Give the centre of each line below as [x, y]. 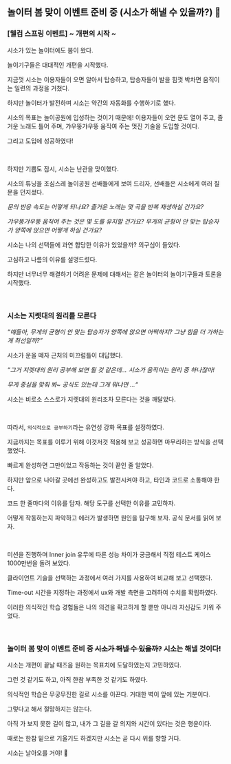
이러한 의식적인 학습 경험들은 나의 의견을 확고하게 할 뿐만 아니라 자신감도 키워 [111, 607]
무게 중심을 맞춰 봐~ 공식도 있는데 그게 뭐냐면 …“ [73, 384]
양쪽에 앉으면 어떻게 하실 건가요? [58, 230]
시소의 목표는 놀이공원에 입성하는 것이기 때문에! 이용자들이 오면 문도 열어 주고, [112, 117]
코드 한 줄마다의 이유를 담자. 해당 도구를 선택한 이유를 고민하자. [91, 503]
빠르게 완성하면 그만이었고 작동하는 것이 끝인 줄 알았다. [80, 465]
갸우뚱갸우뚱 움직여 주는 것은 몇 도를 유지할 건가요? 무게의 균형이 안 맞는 [104, 221]
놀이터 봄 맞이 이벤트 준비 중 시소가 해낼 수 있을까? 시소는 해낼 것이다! [114, 649]
